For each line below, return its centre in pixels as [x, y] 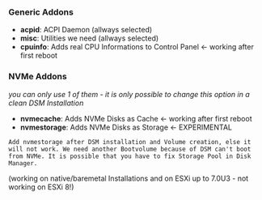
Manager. [23, 163]
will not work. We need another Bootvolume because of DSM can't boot [130, 149]
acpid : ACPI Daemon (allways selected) [86, 30]
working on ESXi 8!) [41, 187]
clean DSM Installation [46, 103]
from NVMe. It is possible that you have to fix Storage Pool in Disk [130, 156]
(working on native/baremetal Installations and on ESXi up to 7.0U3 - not [129, 178]
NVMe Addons [38, 77]
